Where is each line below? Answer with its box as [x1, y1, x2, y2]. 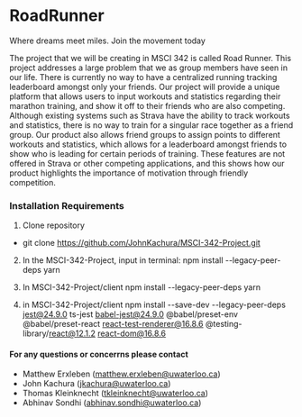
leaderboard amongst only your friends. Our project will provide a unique [9, 81, 280, 92]
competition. [9, 177, 57, 187]
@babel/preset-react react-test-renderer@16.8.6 [22, 319, 205, 330]
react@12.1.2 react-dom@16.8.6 [48, 328, 167, 339]
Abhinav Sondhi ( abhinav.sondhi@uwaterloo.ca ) [22, 397, 202, 408]
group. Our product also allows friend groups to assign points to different [9, 129, 281, 140]
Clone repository [22, 220, 86, 231]
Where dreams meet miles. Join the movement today [9, 35, 206, 46]
